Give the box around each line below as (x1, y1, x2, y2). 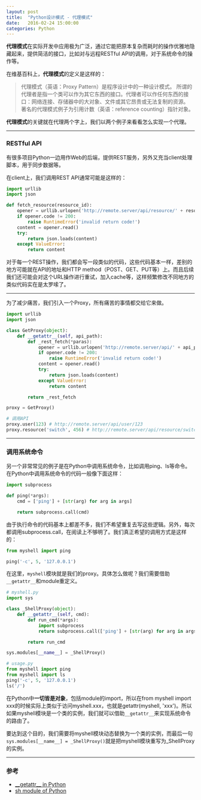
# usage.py (6, 660, 33, 667)
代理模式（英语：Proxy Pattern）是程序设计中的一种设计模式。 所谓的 (20, 83, 193, 90)
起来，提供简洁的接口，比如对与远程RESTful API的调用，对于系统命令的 (11, 50, 188, 58)
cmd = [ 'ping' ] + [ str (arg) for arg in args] (17, 498, 133, 504)
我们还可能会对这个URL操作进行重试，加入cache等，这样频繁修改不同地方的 (6, 273, 194, 280)
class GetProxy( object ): (6, 327, 68, 333)
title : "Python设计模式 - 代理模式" (6, 14, 93, 20)
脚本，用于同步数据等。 (6, 161, 64, 168)
